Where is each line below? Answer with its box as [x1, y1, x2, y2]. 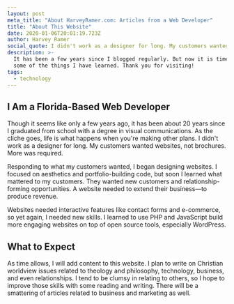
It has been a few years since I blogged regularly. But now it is [13, 56, 214, 63]
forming [7, 185, 30, 193]
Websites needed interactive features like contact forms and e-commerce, [7, 206, 221, 214]
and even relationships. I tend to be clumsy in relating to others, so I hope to [7, 274, 225, 282]
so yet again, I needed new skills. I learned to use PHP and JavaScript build [7, 213, 224, 222]
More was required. [7, 149, 64, 158]
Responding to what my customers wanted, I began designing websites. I [7, 162, 217, 171]
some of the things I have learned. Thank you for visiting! [13, 62, 195, 69]
